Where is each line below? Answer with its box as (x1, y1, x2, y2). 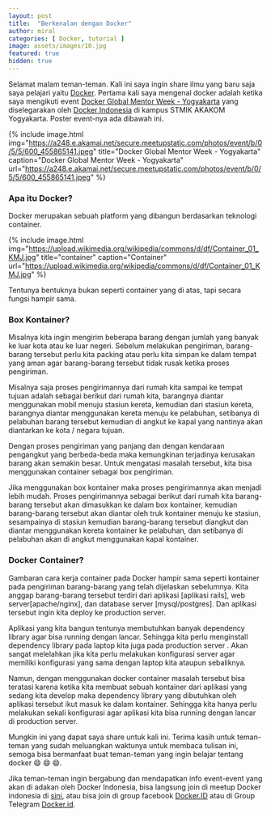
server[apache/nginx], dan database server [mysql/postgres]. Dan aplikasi (8, 598, 257, 608)
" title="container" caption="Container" (36, 253, 167, 262)
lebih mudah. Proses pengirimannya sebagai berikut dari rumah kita (8, 491, 234, 501)
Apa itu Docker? (8, 192, 73, 203)
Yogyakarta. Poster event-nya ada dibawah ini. (8, 113, 164, 123)
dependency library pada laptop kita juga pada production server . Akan (8, 640, 248, 650)
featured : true (8, 49, 60, 57)
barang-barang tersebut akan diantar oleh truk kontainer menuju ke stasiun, (8, 508, 261, 518)
